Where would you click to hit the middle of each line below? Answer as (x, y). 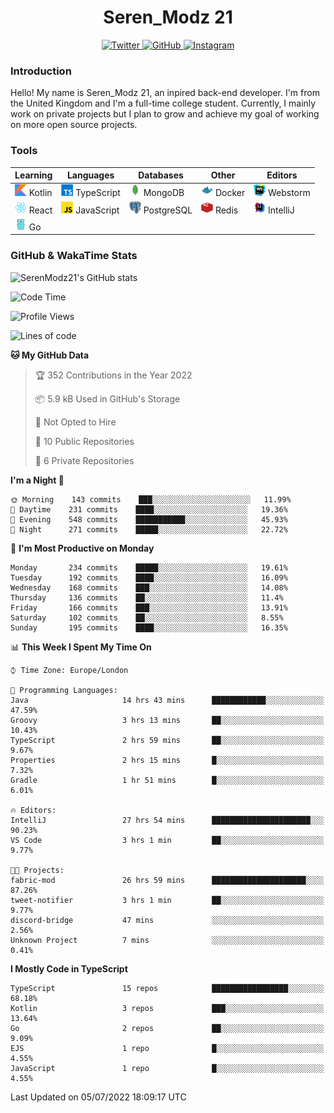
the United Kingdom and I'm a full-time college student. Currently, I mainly (163, 103)
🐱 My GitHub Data (50, 355)
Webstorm (289, 193)
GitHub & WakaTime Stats (74, 256)
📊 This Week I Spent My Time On (81, 647)
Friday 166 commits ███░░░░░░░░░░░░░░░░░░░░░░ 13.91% (149, 607)
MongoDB (164, 193)
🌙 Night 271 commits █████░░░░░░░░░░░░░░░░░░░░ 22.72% (149, 529)
